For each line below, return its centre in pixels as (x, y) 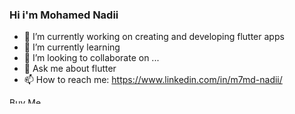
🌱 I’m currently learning (72, 47)
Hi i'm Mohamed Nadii (64, 15)
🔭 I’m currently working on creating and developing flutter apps (154, 37)
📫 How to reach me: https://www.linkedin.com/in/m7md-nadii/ (153, 80)
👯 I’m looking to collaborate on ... (91, 58)
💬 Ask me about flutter (70, 69)
